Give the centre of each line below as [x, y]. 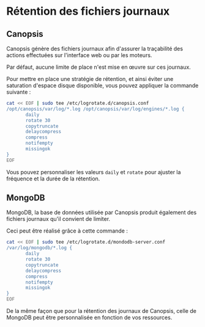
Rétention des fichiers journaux [88, 11]
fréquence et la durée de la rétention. [53, 179]
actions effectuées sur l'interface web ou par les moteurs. [79, 55]
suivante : [19, 92]
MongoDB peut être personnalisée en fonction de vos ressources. [89, 318]
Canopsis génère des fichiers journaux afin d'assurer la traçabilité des [95, 48]
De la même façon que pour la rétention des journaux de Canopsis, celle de [102, 311]
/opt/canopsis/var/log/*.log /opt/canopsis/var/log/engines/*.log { [95, 109]
